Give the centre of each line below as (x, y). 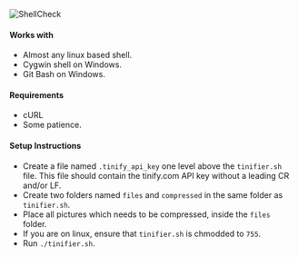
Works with (32, 35)
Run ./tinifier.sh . (59, 243)
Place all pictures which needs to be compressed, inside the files (146, 214)
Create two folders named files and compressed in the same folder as (153, 194)
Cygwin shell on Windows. (72, 64)
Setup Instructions (45, 146)
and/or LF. (42, 185)
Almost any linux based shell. (77, 55)
